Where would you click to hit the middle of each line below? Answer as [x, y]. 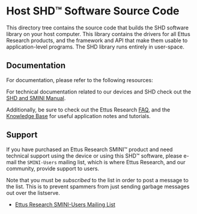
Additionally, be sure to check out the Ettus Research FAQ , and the [88, 110]
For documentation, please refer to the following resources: [80, 80]
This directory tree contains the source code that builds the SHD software [98, 28]
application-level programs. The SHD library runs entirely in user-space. [95, 47]
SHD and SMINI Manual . [36, 98]
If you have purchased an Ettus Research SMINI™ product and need [89, 149]
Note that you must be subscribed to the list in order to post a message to [98, 180]
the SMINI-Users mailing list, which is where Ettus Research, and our [102, 162]
